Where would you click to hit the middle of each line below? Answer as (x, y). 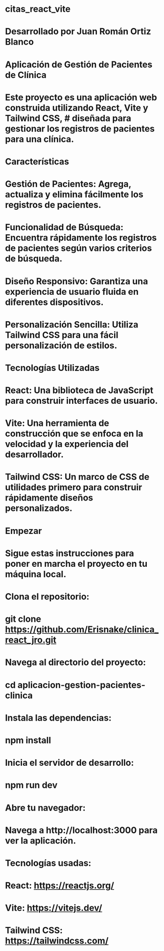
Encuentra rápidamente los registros (81, 238)
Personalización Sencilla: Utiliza (72, 324)
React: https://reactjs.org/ (59, 886)
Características (37, 161)
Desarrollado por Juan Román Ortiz (78, 32)
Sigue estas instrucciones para (70, 553)
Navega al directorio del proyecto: (75, 662)
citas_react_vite (38, 9)
